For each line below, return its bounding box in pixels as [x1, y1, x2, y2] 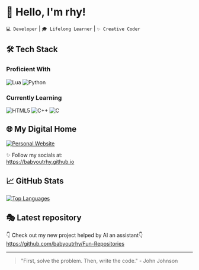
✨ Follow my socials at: [6, 151, 63, 158]
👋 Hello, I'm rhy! [6, 5, 86, 19]
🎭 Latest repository [6, 212, 82, 223]
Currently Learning [6, 93, 62, 101]
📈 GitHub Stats [6, 176, 64, 186]
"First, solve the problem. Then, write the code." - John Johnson [20, 258, 178, 265]
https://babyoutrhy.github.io [6, 158, 75, 165]
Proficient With [6, 65, 51, 74]
